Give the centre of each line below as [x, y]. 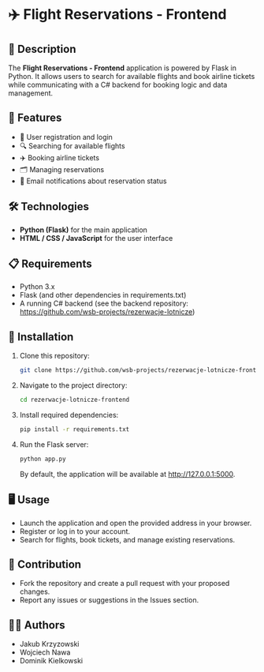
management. [31, 93]
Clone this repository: [54, 356]
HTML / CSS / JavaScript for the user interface [96, 238]
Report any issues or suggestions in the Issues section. [109, 600]
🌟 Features [35, 118]
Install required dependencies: [69, 415]
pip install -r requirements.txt [74, 430]
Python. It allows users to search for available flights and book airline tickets [132, 76]
